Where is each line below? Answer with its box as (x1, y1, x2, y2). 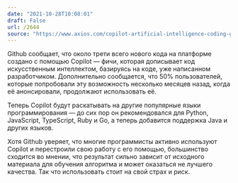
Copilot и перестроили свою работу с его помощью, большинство (7, 145, 209, 153)
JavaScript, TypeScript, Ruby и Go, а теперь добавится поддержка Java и (7, 116, 228, 125)
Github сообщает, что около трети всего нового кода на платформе (7, 50, 212, 58)
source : (7, 30, 30, 38)
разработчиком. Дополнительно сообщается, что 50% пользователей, (7, 72, 222, 81)
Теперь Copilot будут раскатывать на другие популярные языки (7, 101, 201, 110)
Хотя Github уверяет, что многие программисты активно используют (7, 138, 217, 146)
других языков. (7, 123, 54, 132)
